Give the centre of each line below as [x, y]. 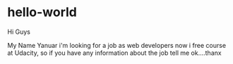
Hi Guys [19, 32]
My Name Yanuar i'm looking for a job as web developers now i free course [117, 45]
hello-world [42, 12]
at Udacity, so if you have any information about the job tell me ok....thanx [114, 53]
